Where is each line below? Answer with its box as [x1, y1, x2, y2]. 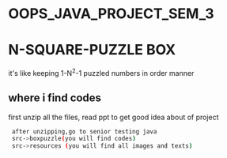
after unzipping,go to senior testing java [11, 127, 157, 135]
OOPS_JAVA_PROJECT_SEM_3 [8, 5, 215, 23]
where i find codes [8, 92, 101, 105]
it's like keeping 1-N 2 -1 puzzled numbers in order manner [8, 67, 195, 77]
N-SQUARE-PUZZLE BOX [8, 41, 176, 59]
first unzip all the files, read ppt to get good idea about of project [8, 112, 219, 122]
